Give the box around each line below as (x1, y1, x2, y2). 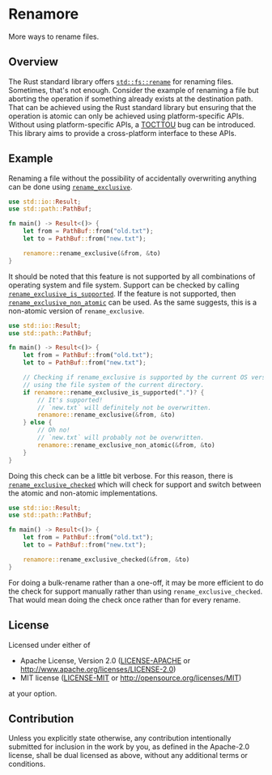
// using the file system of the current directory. (23, 381, 205, 389)
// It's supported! (37, 396, 104, 404)
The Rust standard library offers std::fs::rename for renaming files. (8, 76, 234, 86)
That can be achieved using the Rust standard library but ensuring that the (8, 102, 257, 112)
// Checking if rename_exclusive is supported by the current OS (23, 373, 249, 381)
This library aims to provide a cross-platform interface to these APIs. (8, 128, 237, 138)
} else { (23, 419, 53, 427)
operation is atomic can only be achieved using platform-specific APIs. (8, 111, 244, 121)
